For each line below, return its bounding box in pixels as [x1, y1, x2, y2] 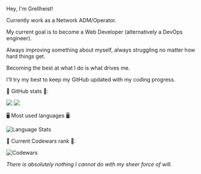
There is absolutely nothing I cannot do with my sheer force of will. [6, 161, 173, 167]
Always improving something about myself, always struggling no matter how [6, 46, 196, 53]
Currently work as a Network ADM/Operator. [6, 17, 117, 23]
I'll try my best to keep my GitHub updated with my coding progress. [6, 76, 176, 83]
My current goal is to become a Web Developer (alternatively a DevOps [6, 28, 183, 35]
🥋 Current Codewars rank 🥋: [6, 137, 76, 145]
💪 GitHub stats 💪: [6, 88, 49, 95]
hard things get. [6, 53, 46, 59]
